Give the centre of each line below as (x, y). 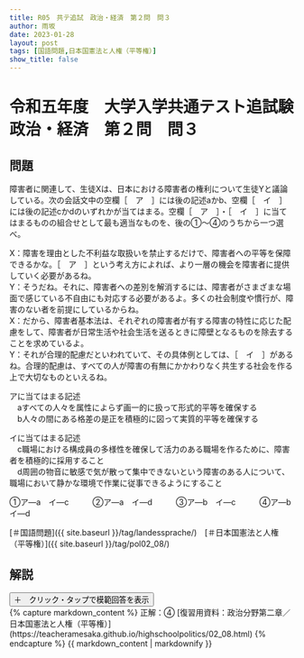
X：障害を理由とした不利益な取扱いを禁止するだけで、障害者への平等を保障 (150, 253)
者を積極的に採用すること (57, 460)
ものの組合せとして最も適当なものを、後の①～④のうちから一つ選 (158, 223)
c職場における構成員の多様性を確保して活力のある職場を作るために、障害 (153, 449)
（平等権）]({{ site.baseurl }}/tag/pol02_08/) (89, 544)
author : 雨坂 (32, 26)
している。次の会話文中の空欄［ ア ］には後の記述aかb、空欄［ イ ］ (148, 200)
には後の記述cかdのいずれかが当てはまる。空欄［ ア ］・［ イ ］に (141, 211)
